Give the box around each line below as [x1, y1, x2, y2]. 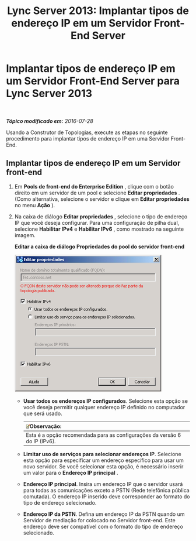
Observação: [29, 423, 62, 430]
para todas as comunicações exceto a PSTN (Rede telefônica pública [23, 487, 190, 494]
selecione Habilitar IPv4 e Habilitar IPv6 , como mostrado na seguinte [14, 225, 184, 232]
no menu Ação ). [14, 201, 55, 208]
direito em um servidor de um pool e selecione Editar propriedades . [14, 189, 180, 196]
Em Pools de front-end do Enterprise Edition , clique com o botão [14, 183, 174, 190]
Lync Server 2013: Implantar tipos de [6, 4, 190, 18]
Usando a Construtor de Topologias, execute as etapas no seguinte [6, 129, 168, 136]
